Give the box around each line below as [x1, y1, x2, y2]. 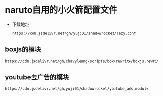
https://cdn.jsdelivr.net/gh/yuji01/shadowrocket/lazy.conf [12, 31, 136, 36]
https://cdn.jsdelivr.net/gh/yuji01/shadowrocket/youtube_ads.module [5, 86, 149, 91]
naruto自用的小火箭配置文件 [5, 4, 117, 16]
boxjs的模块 [5, 46, 41, 54]
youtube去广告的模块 [5, 73, 69, 81]
